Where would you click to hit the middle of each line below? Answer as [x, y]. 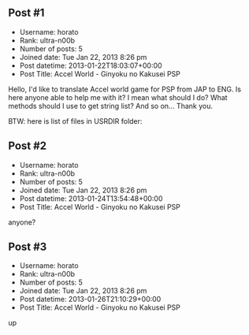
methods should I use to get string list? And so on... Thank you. [110, 106]
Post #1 [26, 13]
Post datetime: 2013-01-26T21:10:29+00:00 [90, 300]
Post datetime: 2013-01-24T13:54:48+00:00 [91, 198]
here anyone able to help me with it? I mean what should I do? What [118, 97]
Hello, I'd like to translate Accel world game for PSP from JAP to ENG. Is [125, 89]
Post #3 [28, 247]
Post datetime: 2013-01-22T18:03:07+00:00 [91, 65]
